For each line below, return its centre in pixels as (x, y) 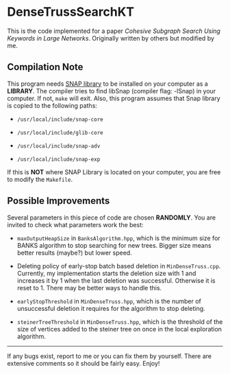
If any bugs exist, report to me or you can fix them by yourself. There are (110, 356)
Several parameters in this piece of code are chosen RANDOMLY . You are (112, 218)
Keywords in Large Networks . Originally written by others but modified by (111, 38)
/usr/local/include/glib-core (60, 132)
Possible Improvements (59, 201)
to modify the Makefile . (40, 179)
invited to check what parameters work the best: (75, 224)
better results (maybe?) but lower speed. (74, 253)
